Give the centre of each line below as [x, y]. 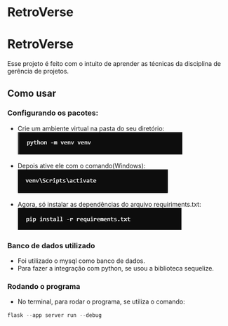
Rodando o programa [44, 287]
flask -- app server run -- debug [54, 315]
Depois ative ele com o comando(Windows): [81, 165]
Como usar [32, 93]
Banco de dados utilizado [51, 245]
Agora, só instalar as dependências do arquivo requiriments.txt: [109, 204]
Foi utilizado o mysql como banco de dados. [81, 261]
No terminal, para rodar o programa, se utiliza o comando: [101, 301]
